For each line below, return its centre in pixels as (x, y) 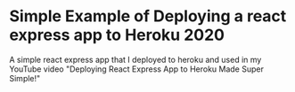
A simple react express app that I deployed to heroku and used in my (135, 59)
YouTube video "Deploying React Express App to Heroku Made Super (137, 69)
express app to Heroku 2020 (117, 35)
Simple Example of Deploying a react (148, 16)
